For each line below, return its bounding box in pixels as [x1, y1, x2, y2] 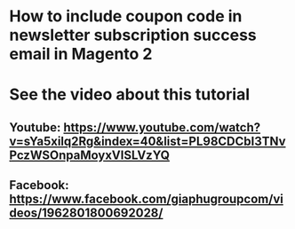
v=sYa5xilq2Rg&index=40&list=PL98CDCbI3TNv [9, 133, 286, 148]
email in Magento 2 [9, 44, 153, 64]
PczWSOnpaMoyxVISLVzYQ [9, 147, 171, 162]
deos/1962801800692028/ [9, 206, 163, 221]
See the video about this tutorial [9, 84, 251, 105]
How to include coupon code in [9, 6, 243, 27]
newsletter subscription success [9, 25, 257, 45]
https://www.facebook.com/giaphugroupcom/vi [9, 192, 284, 207]
